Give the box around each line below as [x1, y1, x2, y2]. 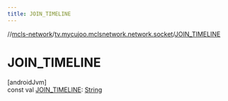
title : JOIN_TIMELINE [7, 10, 72, 18]
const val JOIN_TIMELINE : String [7, 85, 103, 94]
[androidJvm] [7, 78, 47, 86]
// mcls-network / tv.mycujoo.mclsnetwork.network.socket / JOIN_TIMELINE [7, 30, 221, 38]
